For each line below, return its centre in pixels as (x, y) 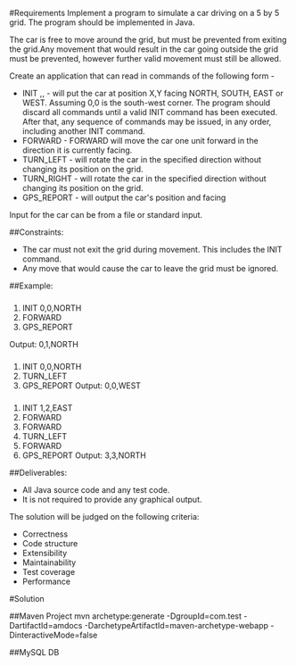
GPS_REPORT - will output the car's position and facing (124, 197)
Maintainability (49, 562)
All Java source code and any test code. (96, 489)
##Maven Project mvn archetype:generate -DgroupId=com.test (126, 616)
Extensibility (45, 553)
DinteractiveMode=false (53, 635)
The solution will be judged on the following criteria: (104, 516)
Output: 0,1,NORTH (44, 344)
